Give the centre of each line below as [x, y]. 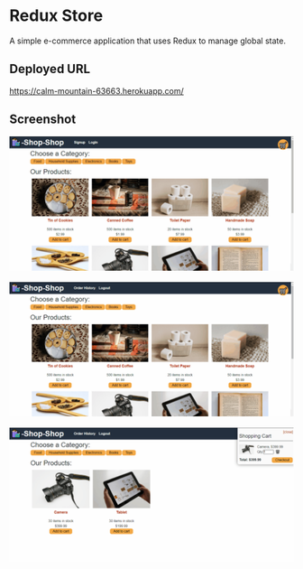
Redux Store [56, 16]
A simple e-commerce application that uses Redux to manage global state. [148, 41]
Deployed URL [50, 69]
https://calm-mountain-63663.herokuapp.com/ [97, 90]
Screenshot [43, 120]
